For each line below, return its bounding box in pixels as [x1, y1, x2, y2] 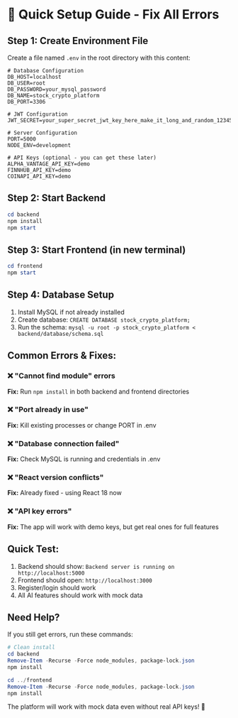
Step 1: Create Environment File [7, 35, 149, 47]
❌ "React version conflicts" [7, 472, 104, 482]
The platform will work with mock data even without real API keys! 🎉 [7, 702, 205, 711]
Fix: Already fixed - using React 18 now [7, 489, 122, 497]
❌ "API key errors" [7, 506, 72, 516]
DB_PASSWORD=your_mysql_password [7, 86, 106, 93]
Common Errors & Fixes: [7, 349, 117, 361]
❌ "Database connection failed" [7, 438, 120, 448]
